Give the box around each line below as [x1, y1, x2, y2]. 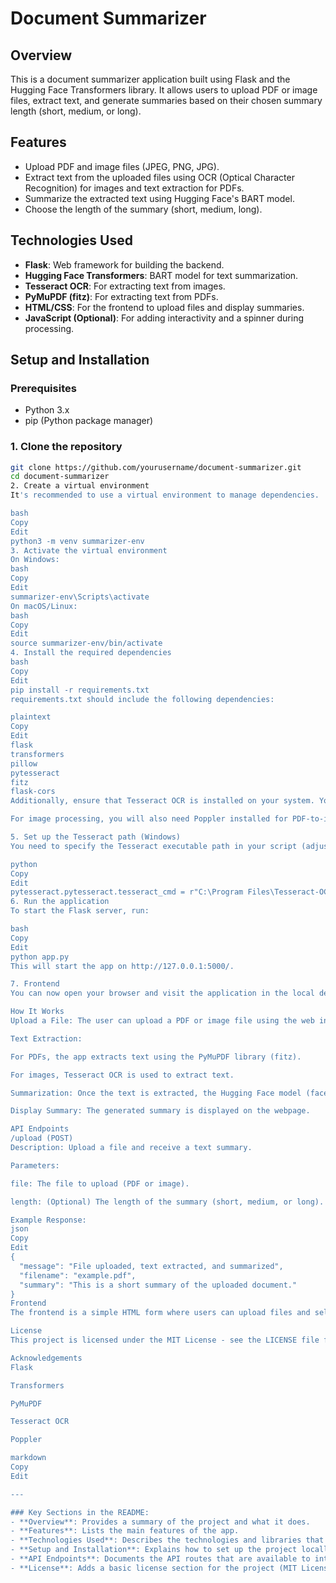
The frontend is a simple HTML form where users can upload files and [10, 1308, 311, 1318]
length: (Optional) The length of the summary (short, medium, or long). [10, 1197, 325, 1207]
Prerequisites [10, 381, 77, 395]
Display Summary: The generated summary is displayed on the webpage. [10, 1106, 311, 1116]
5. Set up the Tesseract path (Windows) [10, 832, 182, 842]
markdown [10, 1453, 47, 1463]
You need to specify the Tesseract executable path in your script [10, 841, 298, 851]
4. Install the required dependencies [10, 648, 172, 658]
